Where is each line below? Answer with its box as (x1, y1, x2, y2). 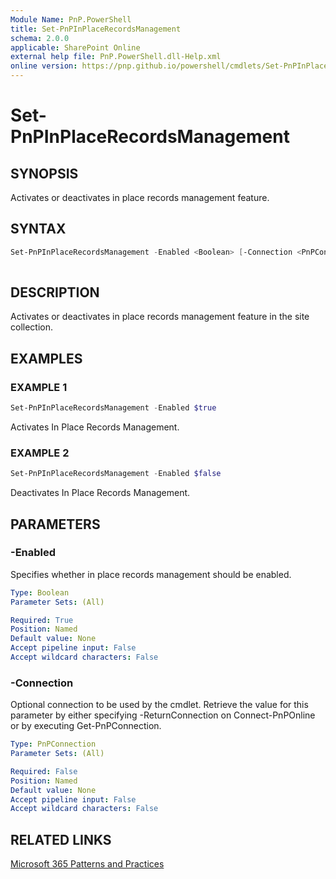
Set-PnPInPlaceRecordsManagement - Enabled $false (10, 469, 222, 479)
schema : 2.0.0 (10, 33, 70, 43)
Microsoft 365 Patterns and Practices (10, 858, 165, 870)
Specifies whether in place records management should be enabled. (10, 568, 292, 580)
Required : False (10, 766, 78, 776)
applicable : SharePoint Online (10, 42, 141, 53)
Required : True (10, 615, 74, 625)
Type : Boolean (10, 587, 70, 598)
